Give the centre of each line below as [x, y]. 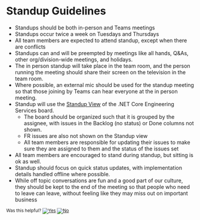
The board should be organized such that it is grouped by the [99, 117]
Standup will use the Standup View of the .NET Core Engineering [94, 104]
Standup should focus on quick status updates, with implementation [98, 168]
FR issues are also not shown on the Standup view [86, 135]
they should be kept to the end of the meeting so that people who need [102, 186]
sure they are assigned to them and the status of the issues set [101, 149]
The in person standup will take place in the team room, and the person [102, 66]
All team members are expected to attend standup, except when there [101, 40]
